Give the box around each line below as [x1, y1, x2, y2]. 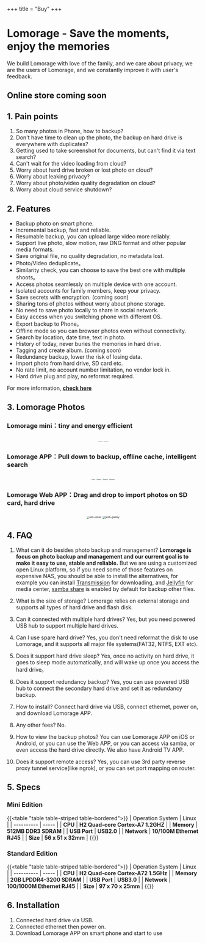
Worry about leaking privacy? [15, 173, 90, 180]
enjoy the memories [7, 40, 110, 54]
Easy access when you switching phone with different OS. [15, 313, 162, 320]
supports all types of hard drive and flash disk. [15, 604, 133, 611]
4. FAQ [7, 530, 33, 540]
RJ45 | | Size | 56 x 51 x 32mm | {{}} [7, 834, 99, 841]
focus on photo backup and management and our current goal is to [15, 553, 189, 560]
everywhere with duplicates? [15, 141, 88, 148]
